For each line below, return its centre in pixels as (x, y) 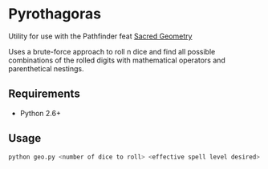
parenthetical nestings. (46, 68)
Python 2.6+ (41, 113)
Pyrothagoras (55, 14)
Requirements (44, 94)
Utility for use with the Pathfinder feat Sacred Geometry (100, 36)
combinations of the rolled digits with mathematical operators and (117, 60)
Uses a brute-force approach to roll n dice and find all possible (112, 51)
